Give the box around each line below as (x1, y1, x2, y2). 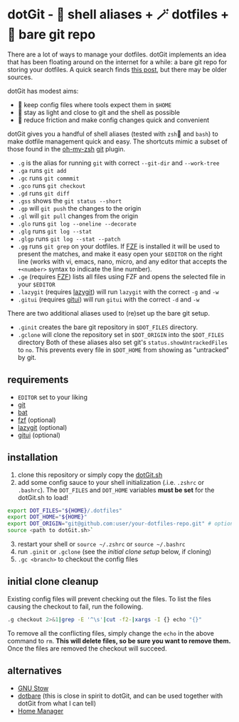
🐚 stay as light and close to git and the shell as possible (17, 108, 180, 116)
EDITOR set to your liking (17, 393, 87, 401)
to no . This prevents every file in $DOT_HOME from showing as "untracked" (17, 345, 230, 354)
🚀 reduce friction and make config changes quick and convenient (17, 116, 210, 124)
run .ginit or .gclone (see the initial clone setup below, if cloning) (17, 548, 212, 556)
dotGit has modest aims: (7, 86, 79, 95)
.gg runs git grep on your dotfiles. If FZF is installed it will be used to (17, 241, 221, 251)
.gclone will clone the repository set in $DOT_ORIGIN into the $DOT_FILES (17, 330, 224, 339)
